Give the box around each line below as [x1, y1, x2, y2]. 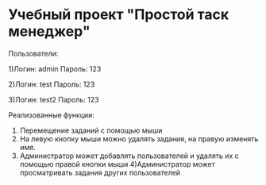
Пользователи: [8, 48, 59, 58]
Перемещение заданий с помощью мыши [19, 125, 163, 135]
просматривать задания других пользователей [19, 168, 181, 177]
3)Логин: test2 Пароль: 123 [8, 94, 99, 104]
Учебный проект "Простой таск [8, 6, 229, 24]
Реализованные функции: [8, 110, 95, 120]
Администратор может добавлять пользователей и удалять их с [19, 151, 240, 160]
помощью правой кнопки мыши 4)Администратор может [19, 159, 216, 168]
